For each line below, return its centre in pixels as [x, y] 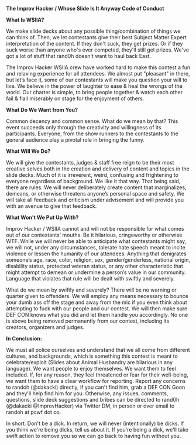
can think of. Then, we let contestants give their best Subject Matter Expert [97, 37]
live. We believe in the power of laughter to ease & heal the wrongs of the [94, 86]
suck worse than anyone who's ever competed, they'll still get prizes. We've [97, 50]
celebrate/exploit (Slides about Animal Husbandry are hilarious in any [90, 362]
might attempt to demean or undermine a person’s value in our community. [96, 272]
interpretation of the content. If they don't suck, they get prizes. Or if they [94, 44]
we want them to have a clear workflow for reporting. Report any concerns [96, 381]
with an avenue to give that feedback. [51, 206]
